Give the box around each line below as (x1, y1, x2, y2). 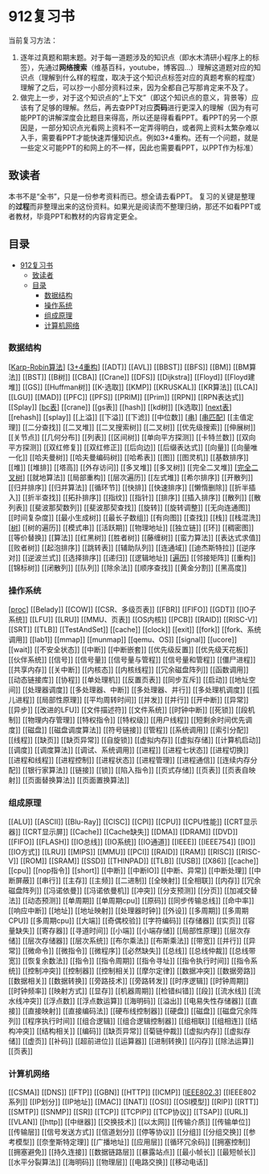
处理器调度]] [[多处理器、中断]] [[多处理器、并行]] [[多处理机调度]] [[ (27, 685, 253, 695)
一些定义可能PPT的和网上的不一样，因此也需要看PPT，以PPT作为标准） (19, 142, 259, 153)
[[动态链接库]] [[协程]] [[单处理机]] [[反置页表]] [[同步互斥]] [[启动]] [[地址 (8, 675, 249, 685)
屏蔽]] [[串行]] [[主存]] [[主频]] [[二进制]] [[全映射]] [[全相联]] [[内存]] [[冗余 (14, 876, 261, 886)
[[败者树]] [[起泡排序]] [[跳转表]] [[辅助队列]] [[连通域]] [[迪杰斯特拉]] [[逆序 (8, 543, 256, 552)
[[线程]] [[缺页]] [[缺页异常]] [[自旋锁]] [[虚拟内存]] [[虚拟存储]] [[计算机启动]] (8, 736, 261, 745)
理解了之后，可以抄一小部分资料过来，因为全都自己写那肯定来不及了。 (19, 82, 253, 92)
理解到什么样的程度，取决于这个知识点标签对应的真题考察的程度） (41, 72, 259, 82)
